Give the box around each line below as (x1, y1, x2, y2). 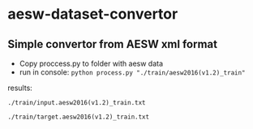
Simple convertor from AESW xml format (7, 37, 218, 51)
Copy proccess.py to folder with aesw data (19, 58, 164, 68)
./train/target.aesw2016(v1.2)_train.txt (7, 113, 150, 121)
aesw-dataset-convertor (7, 5, 178, 24)
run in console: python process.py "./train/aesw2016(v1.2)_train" (19, 67, 246, 77)
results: (7, 83, 33, 92)
